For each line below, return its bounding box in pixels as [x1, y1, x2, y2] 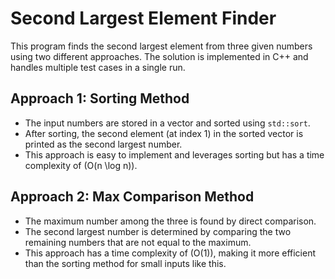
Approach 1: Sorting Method [10, 90, 190, 107]
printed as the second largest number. [24, 138, 183, 150]
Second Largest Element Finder [10, 7, 277, 30]
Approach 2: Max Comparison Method [10, 188, 255, 206]
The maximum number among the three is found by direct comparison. [24, 215, 317, 227]
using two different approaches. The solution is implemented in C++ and [10, 50, 309, 62]
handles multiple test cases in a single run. [10, 61, 186, 73]
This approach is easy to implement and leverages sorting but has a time [24, 148, 325, 161]
